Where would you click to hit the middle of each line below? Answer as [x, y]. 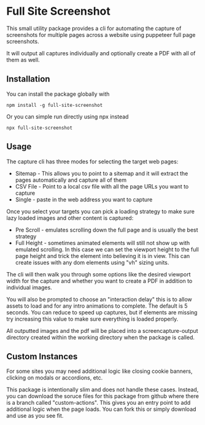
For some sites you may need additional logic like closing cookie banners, [99, 371]
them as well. [23, 60]
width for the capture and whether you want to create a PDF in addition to [99, 281]
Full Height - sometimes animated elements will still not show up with [102, 243]
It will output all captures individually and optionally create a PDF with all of [101, 53]
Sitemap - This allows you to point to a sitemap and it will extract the [102, 173]
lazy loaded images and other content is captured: [70, 218]
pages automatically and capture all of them [71, 180]
